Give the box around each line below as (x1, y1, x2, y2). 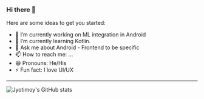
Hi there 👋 (6, 5, 36, 14)
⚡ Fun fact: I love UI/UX (15, 66, 74, 73)
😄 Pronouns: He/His (15, 60, 67, 67)
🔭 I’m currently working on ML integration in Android (15, 31, 146, 38)
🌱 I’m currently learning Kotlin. (15, 38, 91, 45)
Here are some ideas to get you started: (6, 19, 106, 27)
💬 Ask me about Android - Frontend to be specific (15, 44, 140, 51)
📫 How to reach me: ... (15, 51, 73, 58)
